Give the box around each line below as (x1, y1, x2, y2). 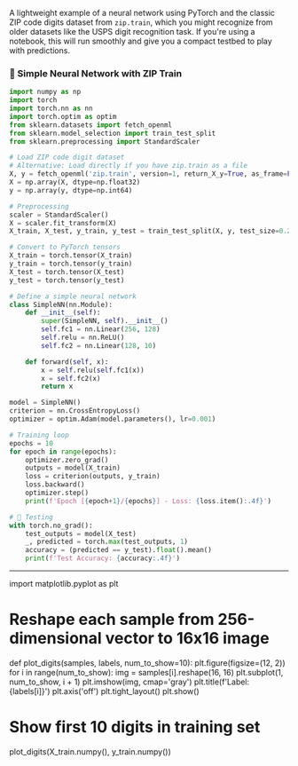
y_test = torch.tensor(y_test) (9, 275, 125, 285)
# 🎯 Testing (9, 512, 53, 522)
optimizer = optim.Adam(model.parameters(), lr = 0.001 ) (9, 415, 216, 424)
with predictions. (9, 45, 71, 56)
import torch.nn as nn (9, 104, 93, 114)
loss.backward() (25, 480, 86, 489)
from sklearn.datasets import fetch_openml (9, 120, 173, 130)
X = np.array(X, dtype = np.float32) (9, 178, 141, 187)
